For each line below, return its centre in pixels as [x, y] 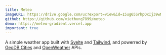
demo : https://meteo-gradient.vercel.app [48, 24]
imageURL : [15, 14]
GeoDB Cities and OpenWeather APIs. [44, 48]
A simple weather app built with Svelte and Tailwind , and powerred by [76, 42]
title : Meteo [19, 10]
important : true [22, 28]
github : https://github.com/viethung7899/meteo [55, 19]
